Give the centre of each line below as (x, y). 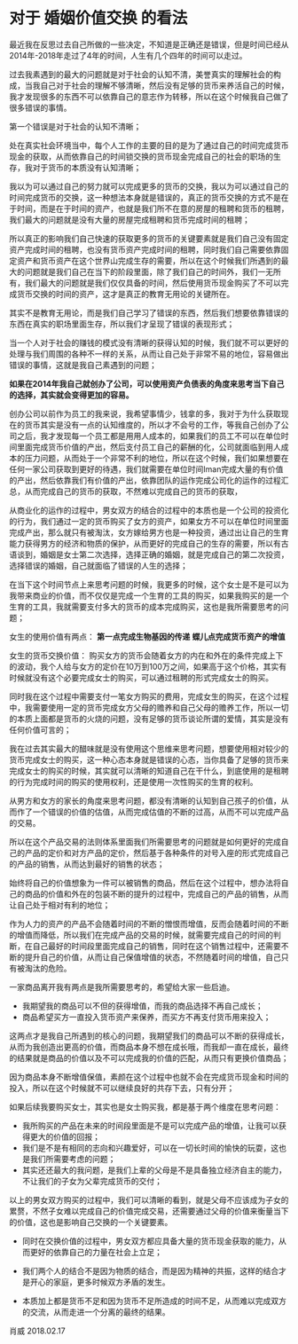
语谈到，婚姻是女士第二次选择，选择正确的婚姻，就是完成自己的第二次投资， (149, 554)
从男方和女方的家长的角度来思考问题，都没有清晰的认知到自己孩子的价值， (145, 800)
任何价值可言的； (40, 729)
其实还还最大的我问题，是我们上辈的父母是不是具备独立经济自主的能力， (154, 1170)
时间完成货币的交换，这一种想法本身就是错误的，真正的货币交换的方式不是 (145, 197)
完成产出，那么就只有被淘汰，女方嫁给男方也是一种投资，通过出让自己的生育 (149, 532)
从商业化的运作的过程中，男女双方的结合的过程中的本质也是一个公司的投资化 (149, 510)
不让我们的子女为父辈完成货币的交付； (92, 1181)
